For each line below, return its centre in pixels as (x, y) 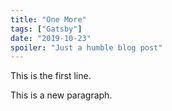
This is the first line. (51, 76)
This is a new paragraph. (61, 95)
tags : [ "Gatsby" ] (46, 29)
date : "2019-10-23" (51, 38)
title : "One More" (48, 19)
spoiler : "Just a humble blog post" (86, 47)
